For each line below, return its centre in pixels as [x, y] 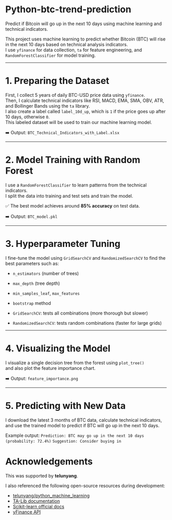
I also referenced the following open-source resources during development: [85, 486]
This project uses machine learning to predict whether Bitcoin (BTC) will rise [85, 39]
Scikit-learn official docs [38, 506]
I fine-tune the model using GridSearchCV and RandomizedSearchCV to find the [85, 258]
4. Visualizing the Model [58, 348]
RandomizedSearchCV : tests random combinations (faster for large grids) [87, 323]
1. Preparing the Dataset [57, 81]
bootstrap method [32, 303]
